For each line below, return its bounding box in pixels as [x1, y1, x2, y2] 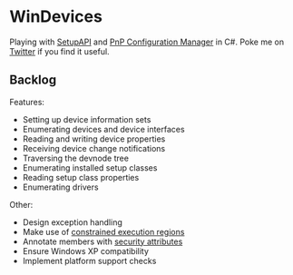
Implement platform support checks [22, 255, 157, 266]
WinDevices [9, 6, 103, 27]
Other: [9, 199, 34, 210]
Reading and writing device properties [22, 133, 166, 144]
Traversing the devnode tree [22, 152, 130, 163]
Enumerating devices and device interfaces [22, 123, 185, 134]
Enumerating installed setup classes [22, 162, 158, 173]
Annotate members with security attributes [22, 236, 183, 247]
